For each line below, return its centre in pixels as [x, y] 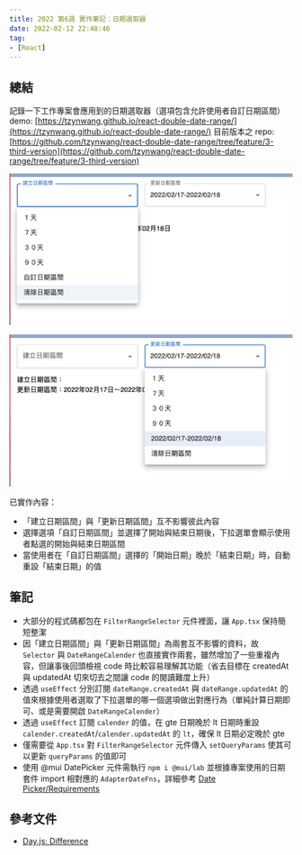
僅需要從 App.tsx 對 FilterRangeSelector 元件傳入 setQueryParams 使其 [153, 744]
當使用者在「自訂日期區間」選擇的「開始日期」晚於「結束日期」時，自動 [156, 555]
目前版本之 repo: [244, 132]
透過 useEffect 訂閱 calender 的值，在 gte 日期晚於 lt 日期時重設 [141, 722]
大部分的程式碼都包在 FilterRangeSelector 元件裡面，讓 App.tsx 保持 [150, 621]
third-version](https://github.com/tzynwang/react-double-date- [127, 151]
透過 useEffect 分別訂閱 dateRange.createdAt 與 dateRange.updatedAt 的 [155, 688]
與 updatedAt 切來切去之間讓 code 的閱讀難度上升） [119, 677]
